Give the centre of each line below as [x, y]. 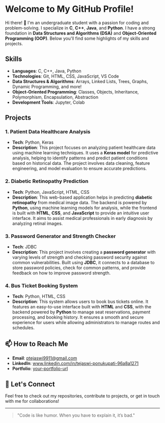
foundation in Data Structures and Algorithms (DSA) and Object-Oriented [81, 33]
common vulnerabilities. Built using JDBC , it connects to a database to [83, 263]
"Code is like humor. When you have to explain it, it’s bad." [76, 415]
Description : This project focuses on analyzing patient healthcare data [84, 148]
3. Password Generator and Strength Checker [61, 236]
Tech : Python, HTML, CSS [39, 297]
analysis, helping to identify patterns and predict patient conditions [80, 158]
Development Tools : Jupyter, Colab [48, 102]
